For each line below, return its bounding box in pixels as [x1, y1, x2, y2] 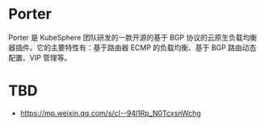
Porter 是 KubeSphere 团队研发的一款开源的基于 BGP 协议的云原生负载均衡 [8, 32, 258, 42]
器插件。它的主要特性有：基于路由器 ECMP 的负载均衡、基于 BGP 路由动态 [8, 42, 257, 52]
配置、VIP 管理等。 [8, 52, 72, 62]
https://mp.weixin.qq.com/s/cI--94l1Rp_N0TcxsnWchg [19, 108, 202, 118]
